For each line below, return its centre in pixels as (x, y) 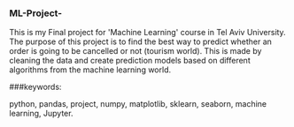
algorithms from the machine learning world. (90, 70)
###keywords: (35, 87)
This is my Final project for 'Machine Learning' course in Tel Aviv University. (147, 33)
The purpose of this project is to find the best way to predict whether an (141, 41)
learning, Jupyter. (41, 114)
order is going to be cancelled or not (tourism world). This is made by (135, 51)
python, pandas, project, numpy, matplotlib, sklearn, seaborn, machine (138, 104)
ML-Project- (36, 13)
